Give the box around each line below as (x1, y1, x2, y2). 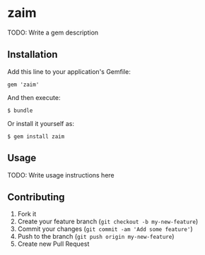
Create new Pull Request (17, 240, 90, 248)
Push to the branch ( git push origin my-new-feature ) (17, 232, 175, 241)
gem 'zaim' (7, 81, 40, 88)
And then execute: (7, 93, 61, 101)
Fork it (17, 210, 37, 218)
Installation (7, 49, 58, 61)
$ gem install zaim (7, 132, 65, 140)
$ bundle (7, 107, 33, 114)
